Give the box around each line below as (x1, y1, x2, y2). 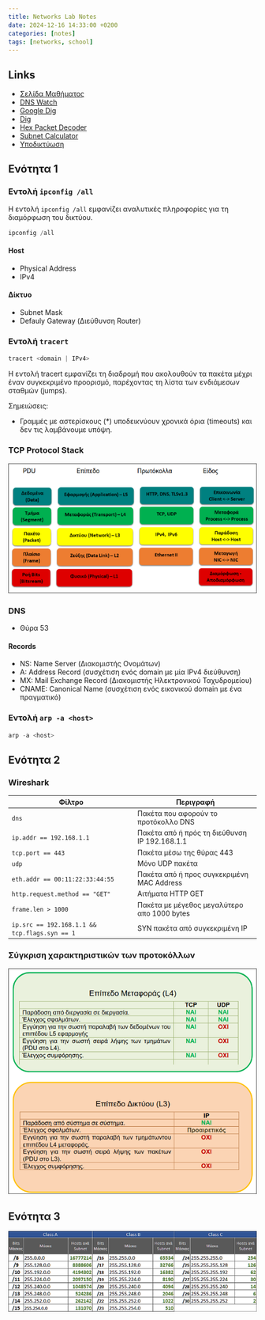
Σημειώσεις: (8, 401, 49, 411)
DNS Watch (19, 97, 58, 107)
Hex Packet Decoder (19, 123, 88, 132)
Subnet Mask (19, 308, 63, 317)
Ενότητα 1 (8, 162, 58, 176)
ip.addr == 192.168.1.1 (11, 833, 90, 842)
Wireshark (8, 776, 50, 787)
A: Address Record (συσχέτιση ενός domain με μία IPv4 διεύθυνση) (19, 667, 241, 677)
